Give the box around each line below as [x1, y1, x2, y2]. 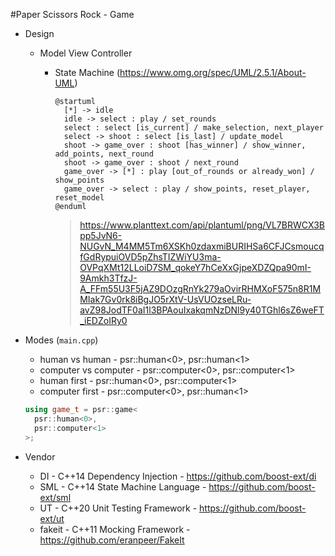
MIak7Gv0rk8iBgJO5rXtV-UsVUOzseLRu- [79, 294, 252, 305]
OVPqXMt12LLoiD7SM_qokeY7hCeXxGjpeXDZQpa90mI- [79, 262, 312, 273]
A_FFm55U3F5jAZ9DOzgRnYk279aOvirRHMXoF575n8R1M [79, 283, 322, 294]
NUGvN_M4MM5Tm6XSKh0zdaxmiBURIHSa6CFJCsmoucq [79, 240, 325, 252]
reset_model [54, 193, 105, 203]
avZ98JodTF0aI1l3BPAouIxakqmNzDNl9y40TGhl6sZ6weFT [79, 304, 325, 316]
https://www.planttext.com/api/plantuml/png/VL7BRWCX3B [79, 219, 325, 231]
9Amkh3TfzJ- [79, 272, 138, 284]
